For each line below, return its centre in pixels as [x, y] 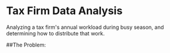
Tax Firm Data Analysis [64, 11]
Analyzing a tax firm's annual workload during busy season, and [85, 27]
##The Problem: [26, 45]
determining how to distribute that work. [55, 33]
